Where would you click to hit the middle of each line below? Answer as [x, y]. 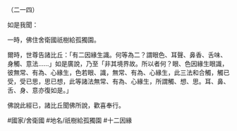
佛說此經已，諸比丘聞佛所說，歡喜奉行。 [66, 105]
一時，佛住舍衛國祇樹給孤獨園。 [54, 40]
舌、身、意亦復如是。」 [40, 90]
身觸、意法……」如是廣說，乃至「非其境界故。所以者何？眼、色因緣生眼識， [118, 64]
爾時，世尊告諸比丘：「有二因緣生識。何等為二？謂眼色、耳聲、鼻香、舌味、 [117, 55]
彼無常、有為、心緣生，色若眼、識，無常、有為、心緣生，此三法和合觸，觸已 [119, 73]
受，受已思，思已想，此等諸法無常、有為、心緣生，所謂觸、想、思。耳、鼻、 [119, 81]
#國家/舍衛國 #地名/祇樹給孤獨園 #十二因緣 [70, 120]
